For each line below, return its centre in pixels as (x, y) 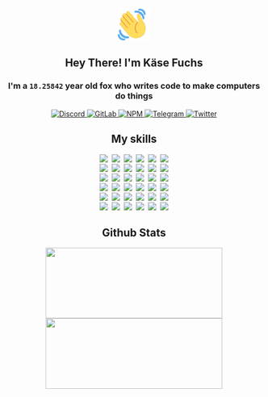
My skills (134, 139)
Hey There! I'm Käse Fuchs (134, 63)
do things (134, 96)
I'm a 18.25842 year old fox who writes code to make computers (134, 86)
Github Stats (134, 233)
